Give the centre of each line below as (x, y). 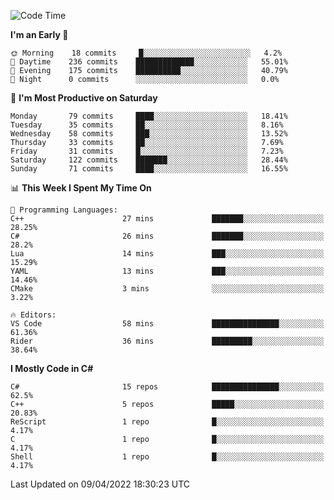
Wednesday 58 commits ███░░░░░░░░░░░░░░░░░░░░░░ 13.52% (149, 134)
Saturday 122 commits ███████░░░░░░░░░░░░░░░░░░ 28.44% (149, 160)
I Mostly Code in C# (52, 368)
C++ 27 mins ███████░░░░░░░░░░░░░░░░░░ (167, 219)
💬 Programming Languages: (64, 210)
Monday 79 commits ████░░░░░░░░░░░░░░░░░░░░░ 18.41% (149, 116)
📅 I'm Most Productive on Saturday (84, 98)
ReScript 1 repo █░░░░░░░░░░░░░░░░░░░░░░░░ (167, 422)
